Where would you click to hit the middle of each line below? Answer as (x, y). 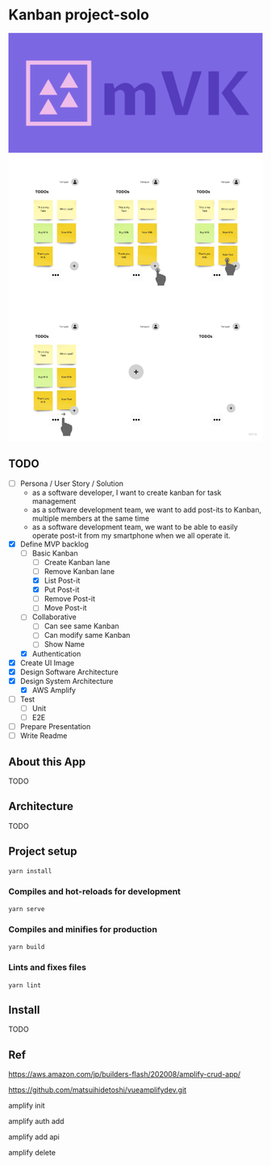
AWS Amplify (54, 690)
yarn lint (25, 985)
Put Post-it (62, 590)
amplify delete (32, 1153)
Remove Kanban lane (79, 571)
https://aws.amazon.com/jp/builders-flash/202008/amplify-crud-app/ (125, 1074)
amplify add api (34, 1137)
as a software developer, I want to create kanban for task (127, 492)
